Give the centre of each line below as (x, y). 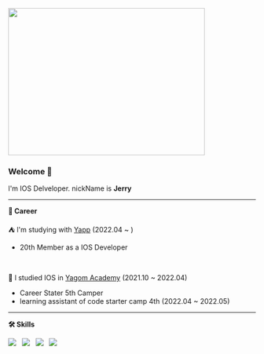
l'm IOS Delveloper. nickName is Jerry (70, 188)
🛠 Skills (22, 324)
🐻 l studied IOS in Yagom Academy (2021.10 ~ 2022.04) (98, 278)
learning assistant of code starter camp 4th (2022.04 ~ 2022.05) (125, 301)
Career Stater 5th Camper (61, 293)
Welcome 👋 (30, 171)
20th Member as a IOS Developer (73, 247)
